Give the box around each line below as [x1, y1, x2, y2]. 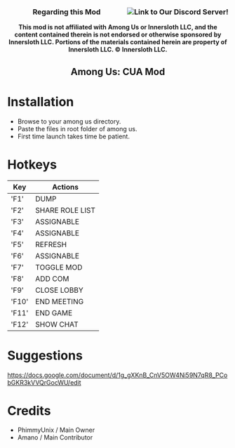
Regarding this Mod [32, 7, 101, 17]
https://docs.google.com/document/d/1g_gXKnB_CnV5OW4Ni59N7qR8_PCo [7, 371, 228, 379]
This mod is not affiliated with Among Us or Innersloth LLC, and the [18, 23, 217, 32]
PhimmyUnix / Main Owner [17, 426, 95, 435]
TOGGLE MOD [34, 262, 83, 272]
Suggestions [7, 348, 83, 363]
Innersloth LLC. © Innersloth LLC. [68, 46, 168, 54]
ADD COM [34, 274, 69, 284]
